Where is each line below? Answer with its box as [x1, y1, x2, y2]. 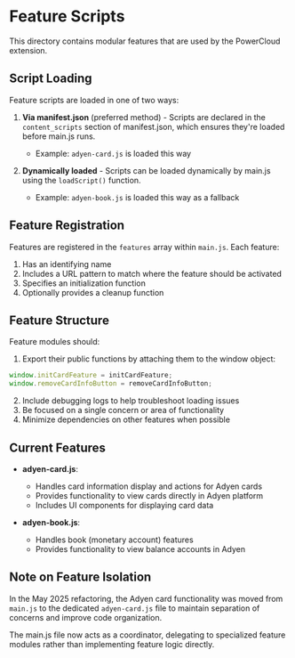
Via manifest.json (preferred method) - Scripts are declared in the [21, 111, 267, 122]
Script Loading [9, 71, 92, 86]
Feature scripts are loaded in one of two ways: [9, 94, 179, 105]
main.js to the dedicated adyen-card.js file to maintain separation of [9, 603, 260, 613]
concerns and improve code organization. [9, 612, 163, 622]
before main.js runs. [21, 131, 96, 142]
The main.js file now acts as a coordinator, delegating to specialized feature [9, 630, 286, 640]
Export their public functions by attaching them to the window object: [21, 353, 276, 364]
